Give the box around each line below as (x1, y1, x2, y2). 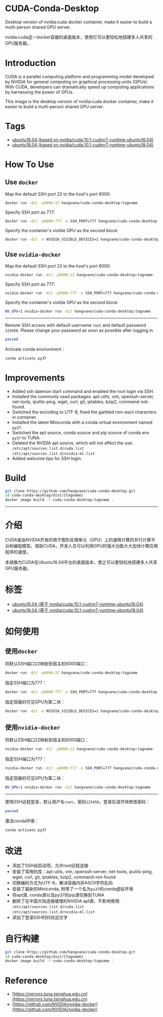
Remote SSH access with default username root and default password (5, 322, 147, 328)
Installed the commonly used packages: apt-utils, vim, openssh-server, (12, 393, 154, 399)
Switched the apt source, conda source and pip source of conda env (12, 429, 149, 435)
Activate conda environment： (5, 346, 66, 352)
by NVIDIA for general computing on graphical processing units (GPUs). (5, 79, 148, 85)
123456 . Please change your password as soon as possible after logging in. (5, 327, 154, 333)
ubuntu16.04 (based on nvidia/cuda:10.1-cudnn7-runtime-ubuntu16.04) (12, 136, 154, 142)
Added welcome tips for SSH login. (12, 455, 82, 461)
